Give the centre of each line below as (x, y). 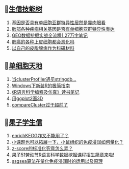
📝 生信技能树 (23, 9)
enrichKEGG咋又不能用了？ (40, 136)
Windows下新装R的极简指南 (41, 86)
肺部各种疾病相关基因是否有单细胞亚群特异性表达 (63, 29)
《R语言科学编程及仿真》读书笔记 (45, 92)
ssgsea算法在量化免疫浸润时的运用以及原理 (57, 161)
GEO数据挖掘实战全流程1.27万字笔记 (50, 35)
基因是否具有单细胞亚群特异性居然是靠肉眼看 (59, 23)
